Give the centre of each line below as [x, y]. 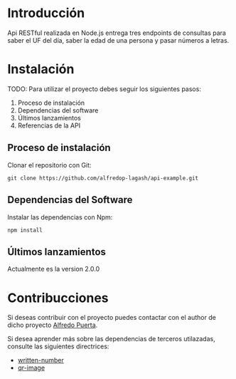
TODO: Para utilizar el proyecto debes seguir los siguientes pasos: [104, 89]
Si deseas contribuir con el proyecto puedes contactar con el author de [112, 318]
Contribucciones [58, 298]
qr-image [31, 368]
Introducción [46, 13]
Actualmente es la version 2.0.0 [54, 269]
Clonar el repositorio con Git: [49, 165]
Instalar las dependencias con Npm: [60, 217]
